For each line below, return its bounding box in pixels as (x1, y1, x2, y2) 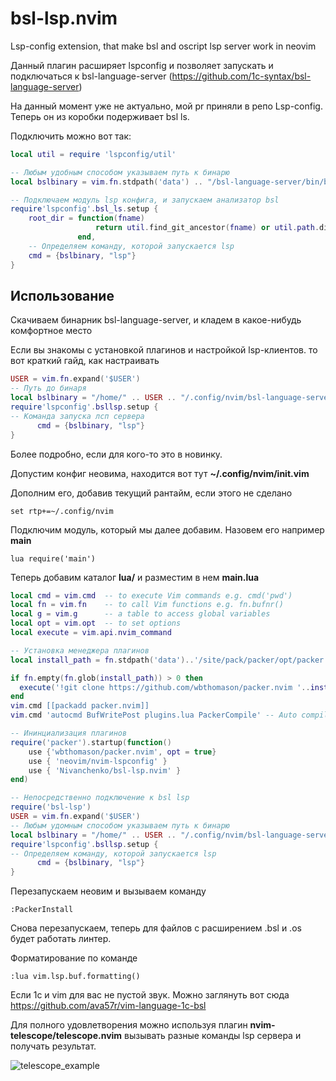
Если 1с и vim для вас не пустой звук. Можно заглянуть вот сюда (10, 989, 290, 1001)
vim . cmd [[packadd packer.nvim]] (10, 701, 150, 711)
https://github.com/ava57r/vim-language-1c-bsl (10, 1000, 207, 1012)
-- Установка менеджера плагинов (10, 645, 150, 656)
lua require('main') (10, 553, 97, 564)
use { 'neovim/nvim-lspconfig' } (28, 756, 168, 766)
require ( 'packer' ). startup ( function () (10, 737, 172, 747)
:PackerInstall (10, 905, 74, 915)
